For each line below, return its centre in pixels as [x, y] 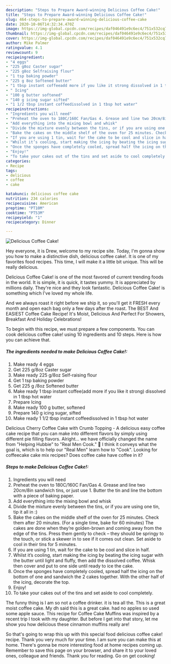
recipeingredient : [25, 57]
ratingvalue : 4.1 [24, 48]
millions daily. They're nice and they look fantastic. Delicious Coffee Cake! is [85, 288]
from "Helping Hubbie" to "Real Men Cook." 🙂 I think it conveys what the [81, 445]
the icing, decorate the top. [41, 582]
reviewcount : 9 [22, 52]
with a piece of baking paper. [44, 496]
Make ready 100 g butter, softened [49, 407]
